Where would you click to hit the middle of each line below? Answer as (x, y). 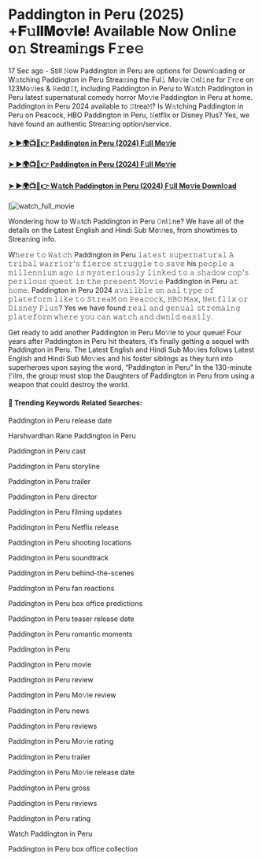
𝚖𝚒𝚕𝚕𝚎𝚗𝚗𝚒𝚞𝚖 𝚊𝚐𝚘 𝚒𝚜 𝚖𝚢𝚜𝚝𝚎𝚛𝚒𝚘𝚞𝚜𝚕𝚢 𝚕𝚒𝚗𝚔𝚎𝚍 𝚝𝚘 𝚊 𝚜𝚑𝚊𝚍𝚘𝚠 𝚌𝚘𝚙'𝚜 (129, 272)
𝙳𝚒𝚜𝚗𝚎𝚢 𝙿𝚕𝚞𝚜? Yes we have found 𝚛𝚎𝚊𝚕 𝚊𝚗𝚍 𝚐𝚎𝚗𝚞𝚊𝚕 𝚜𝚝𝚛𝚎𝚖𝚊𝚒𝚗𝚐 (124, 308)
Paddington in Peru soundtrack (58, 557)
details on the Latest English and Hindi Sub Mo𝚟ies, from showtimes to (123, 231)
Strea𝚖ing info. (32, 239)
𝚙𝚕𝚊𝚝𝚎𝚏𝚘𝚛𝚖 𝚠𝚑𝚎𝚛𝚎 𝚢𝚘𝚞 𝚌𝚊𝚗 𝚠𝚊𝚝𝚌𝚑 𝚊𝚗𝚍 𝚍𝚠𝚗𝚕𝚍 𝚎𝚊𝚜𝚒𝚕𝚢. (111, 317)
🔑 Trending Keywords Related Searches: (76, 402)
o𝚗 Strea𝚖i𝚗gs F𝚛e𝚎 (76, 48)
